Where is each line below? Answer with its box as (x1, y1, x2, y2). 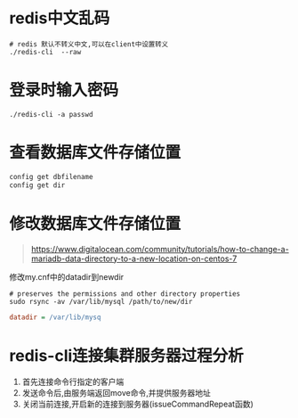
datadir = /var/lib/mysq (9, 313, 101, 322)
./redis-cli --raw (9, 47, 82, 56)
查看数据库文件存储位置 (9, 143, 181, 163)
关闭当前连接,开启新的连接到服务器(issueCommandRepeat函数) (21, 398, 254, 410)
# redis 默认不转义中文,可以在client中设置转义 (9, 39, 169, 49)
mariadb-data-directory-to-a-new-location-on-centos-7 (30, 253, 238, 264)
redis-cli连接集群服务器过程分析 (9, 345, 245, 365)
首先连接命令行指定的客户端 (21, 376, 125, 388)
